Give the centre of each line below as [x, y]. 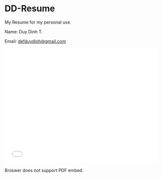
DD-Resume [30, 9]
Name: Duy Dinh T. [24, 31]
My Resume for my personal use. [38, 22]
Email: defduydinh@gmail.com [35, 41]
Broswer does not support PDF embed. [44, 170]
